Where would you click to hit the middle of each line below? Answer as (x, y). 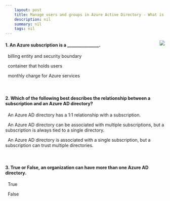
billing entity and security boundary (45, 56)
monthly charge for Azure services (44, 76)
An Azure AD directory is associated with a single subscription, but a (79, 140)
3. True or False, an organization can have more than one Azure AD (77, 168)
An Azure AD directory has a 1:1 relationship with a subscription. (74, 115)
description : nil (33, 19)
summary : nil (28, 24)
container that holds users (35, 66)
